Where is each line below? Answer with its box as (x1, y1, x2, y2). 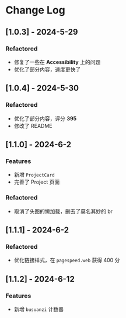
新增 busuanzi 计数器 (13, 306, 64, 313)
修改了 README (13, 122, 52, 129)
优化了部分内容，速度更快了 (13, 66, 81, 73)
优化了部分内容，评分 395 (13, 115, 77, 122)
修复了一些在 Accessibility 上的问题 (13, 58, 101, 65)
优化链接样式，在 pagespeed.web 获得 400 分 (13, 256, 120, 264)
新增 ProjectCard (13, 171, 55, 178)
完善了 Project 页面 (13, 178, 60, 185)
